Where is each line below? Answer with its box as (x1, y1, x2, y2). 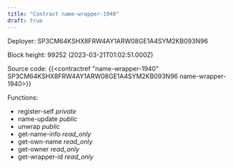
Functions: (7, 93, 38, 102)
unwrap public (17, 122, 61, 130)
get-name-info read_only (17, 130, 91, 138)
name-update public (17, 115, 78, 123)
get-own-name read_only (17, 137, 93, 146)
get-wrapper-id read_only (17, 152, 94, 161)
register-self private (17, 107, 77, 115)
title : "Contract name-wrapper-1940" (7, 10, 120, 18)
